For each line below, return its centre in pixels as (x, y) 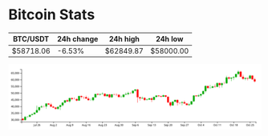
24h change (78, 39)
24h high (124, 39)
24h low (169, 39)
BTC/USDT (31, 39)
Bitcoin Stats (52, 15)
